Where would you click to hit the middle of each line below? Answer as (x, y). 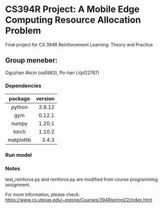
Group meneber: (31, 61)
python (19, 107)
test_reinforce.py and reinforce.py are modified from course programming (81, 179)
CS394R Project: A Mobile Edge (72, 9)
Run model (19, 155)
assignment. (18, 185)
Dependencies (23, 86)
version (45, 99)
